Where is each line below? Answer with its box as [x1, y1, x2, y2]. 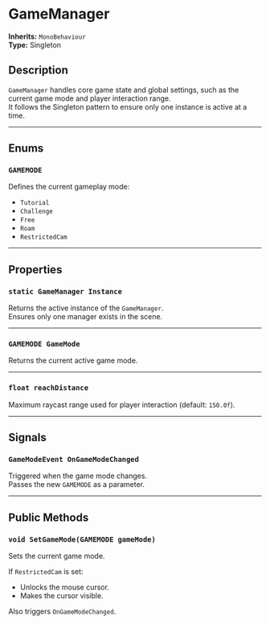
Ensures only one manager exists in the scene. [8, 312, 163, 322]
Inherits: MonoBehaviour [8, 31, 86, 41]
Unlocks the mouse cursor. [19, 582, 110, 593]
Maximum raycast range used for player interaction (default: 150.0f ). [8, 400, 235, 410]
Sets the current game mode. [8, 551, 105, 561]
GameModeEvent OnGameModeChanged [8, 455, 139, 464]
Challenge [19, 207, 54, 216]
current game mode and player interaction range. [8, 94, 171, 103]
